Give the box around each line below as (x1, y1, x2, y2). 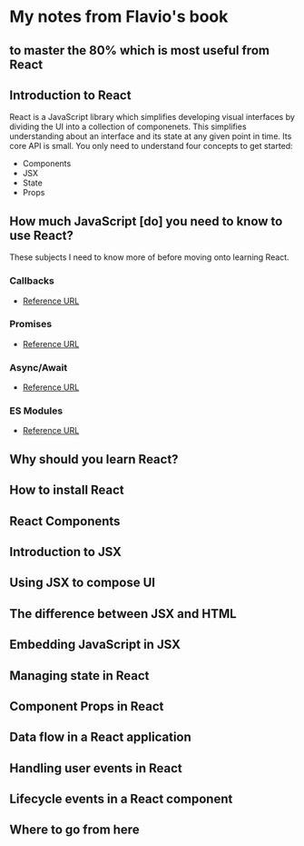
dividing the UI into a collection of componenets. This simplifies (9, 121, 247, 133)
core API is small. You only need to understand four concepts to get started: (9, 141, 293, 152)
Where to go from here (9, 822, 140, 838)
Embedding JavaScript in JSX (9, 637, 181, 652)
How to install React (9, 483, 124, 498)
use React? (9, 227, 74, 243)
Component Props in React (9, 698, 164, 714)
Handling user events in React (9, 761, 183, 776)
